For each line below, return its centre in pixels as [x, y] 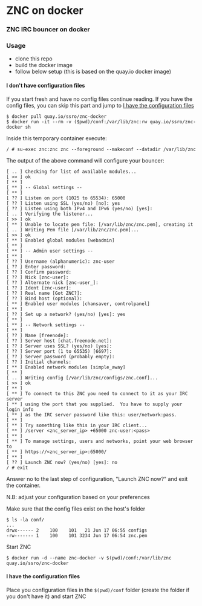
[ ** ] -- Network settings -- [46, 325]
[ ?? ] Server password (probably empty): [60, 356]
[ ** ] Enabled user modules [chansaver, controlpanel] [78, 304]
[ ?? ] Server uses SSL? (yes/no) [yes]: [59, 346]
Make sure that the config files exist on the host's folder [76, 509]
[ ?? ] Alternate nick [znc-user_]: [52, 282]
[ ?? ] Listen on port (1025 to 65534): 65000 [66, 198]
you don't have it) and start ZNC [46, 596]
